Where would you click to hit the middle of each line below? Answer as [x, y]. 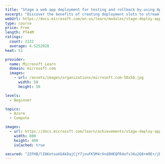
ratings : [14, 37]
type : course [18, 23]
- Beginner [21, 100]
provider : [15, 59]
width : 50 [28, 82]
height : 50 [29, 87]
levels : [13, 95]
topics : [13, 109]
